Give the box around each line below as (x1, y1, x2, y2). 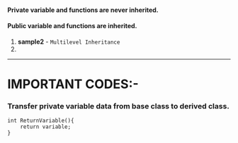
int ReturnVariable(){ (7, 117, 74, 125)
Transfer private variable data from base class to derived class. (7, 101, 230, 111)
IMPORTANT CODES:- (7, 76, 140, 92)
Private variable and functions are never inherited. (7, 6, 159, 14)
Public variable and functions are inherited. (7, 22, 137, 30)
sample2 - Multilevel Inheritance (17, 37, 120, 46)
